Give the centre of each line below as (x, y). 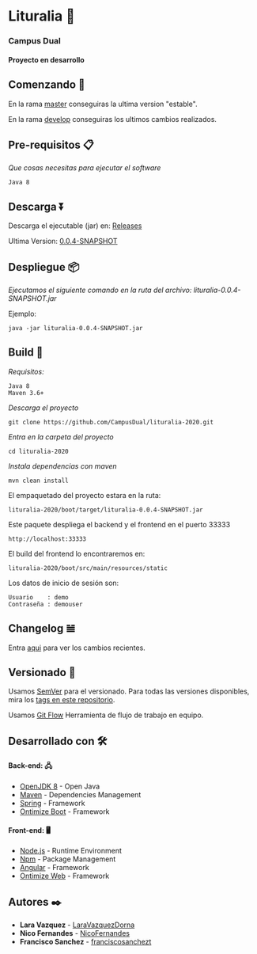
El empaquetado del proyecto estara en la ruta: (85, 495)
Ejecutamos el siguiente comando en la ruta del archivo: (100, 290)
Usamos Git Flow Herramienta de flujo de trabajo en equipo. (106, 715)
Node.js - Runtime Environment (71, 851)
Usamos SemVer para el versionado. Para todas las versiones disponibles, (129, 691)
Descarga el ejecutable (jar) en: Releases (75, 226)
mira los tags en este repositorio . (62, 700)
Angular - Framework (54, 868)
